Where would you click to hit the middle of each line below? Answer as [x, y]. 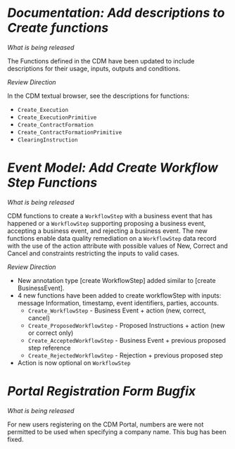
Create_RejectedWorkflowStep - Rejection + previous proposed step [125, 355]
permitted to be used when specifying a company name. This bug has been [117, 431]
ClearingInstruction [47, 140]
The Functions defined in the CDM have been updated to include [101, 61]
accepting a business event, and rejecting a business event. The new [107, 231]
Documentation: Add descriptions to [116, 13]
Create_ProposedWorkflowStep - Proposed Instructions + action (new [126, 325]
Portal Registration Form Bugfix [102, 391]
